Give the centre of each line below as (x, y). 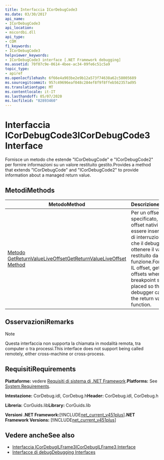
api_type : (15, 37)
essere (139, 231)
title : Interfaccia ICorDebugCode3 (41, 10)
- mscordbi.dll (20, 32)
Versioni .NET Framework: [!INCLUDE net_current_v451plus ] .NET (70, 414)
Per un (139, 212)
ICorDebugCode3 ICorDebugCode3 (78, 136)
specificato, (144, 219)
